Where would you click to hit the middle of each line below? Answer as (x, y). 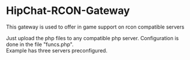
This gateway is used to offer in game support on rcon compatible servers (95, 27)
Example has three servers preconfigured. (57, 50)
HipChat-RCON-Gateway (68, 11)
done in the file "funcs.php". (40, 44)
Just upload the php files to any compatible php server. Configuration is (93, 38)
